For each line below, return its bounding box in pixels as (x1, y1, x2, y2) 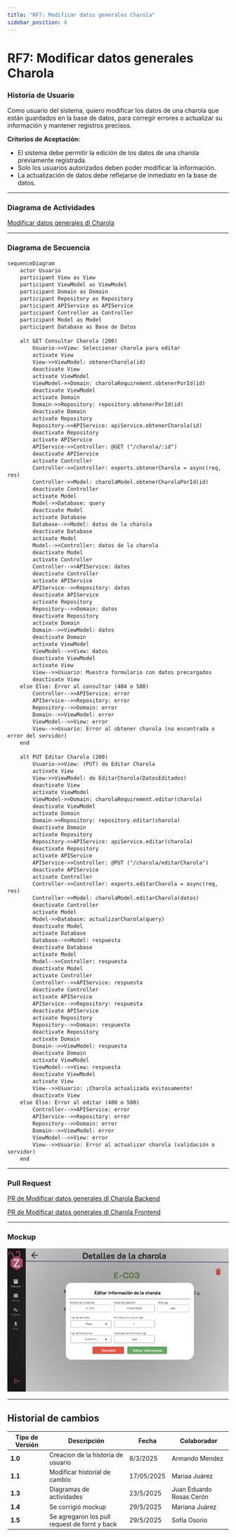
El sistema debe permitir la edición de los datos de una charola (17, 148, 199, 157)
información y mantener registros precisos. (7, 121, 132, 130)
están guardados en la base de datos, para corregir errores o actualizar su (7, 114, 223, 122)
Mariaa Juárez (171, 1471, 214, 1480)
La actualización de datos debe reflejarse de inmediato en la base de (17, 171, 217, 179)
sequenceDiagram (7, 259, 55, 267)
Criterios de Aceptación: (7, 135, 81, 143)
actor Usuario (20, 267, 61, 274)
